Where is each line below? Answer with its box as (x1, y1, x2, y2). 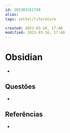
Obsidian (5, 52, 43, 63)
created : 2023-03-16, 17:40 (5, 25, 63, 30)
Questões (5, 83, 36, 91)
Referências (5, 110, 43, 119)
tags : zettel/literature (5, 16, 56, 21)
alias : (5, 12, 19, 17)
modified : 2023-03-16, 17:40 (5, 30, 65, 35)
